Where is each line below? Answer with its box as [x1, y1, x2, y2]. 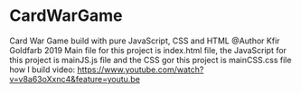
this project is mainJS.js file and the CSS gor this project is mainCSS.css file [9, 54, 292, 65]
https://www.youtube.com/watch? [77, 64, 204, 75]
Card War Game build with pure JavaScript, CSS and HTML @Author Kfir [9, 35, 280, 46]
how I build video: [9, 64, 76, 75]
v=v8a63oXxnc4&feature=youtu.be [9, 73, 140, 84]
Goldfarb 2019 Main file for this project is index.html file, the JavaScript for [9, 44, 287, 55]
